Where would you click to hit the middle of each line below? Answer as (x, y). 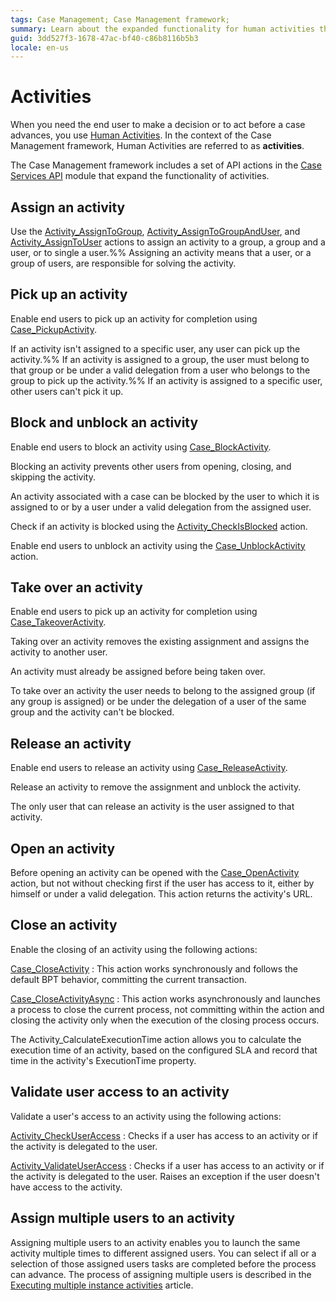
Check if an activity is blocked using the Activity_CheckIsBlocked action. (159, 526)
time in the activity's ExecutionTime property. (103, 1060)
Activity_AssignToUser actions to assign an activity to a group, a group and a (168, 242)
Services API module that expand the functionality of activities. (140, 176)
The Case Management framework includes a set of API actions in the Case (166, 165)
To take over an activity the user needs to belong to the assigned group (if (163, 691)
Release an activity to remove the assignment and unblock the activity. (156, 787)
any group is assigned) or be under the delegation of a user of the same (158, 702)
